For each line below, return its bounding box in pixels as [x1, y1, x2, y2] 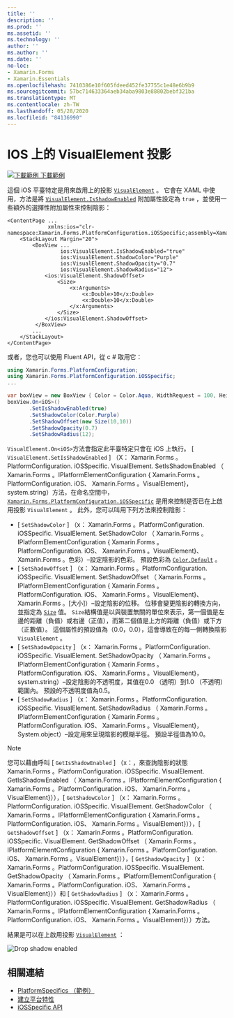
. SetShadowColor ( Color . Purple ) [29, 412, 120, 419]
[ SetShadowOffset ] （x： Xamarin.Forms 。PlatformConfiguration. [17, 564, 208, 573]
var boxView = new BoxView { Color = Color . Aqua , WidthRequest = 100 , [7, 392, 217, 399]
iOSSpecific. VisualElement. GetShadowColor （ [74, 802, 212, 810]
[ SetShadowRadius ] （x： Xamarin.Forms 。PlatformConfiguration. [17, 695, 208, 704]
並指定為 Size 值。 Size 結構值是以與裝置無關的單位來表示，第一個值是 [17, 608, 219, 616]
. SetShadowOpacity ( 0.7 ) [29, 424, 98, 432]
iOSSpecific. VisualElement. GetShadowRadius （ [74, 899, 216, 907]
